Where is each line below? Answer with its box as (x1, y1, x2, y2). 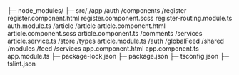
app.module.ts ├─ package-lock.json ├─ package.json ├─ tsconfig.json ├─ (7, 52, 230, 61)
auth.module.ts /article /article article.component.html (7, 21, 166, 30)
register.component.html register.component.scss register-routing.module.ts (7, 14, 233, 23)
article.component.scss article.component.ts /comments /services (7, 29, 203, 38)
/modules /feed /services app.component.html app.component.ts (7, 44, 200, 53)
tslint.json (7, 59, 36, 68)
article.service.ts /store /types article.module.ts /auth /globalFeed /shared (7, 36, 225, 46)
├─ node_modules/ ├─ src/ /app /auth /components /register (7, 6, 187, 15)
